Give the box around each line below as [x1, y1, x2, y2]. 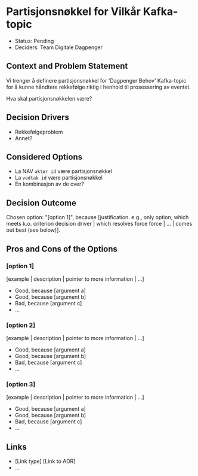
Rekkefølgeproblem [14, 128, 63, 135]
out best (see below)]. [6, 226, 61, 234]
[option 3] [6, 380, 36, 389]
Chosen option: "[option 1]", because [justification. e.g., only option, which [6, 214, 189, 221]
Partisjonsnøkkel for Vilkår [6, 5, 141, 19]
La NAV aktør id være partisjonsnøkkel [14, 168, 112, 175]
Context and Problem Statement [6, 61, 128, 71]
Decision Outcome [6, 198, 76, 208]
